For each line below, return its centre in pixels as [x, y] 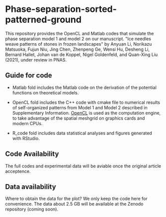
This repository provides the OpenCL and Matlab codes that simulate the [80, 33]
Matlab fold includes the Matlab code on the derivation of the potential [84, 87]
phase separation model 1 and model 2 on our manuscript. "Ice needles [78, 39]
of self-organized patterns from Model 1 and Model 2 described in [80, 107]
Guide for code [29, 75]
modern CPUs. [27, 123]
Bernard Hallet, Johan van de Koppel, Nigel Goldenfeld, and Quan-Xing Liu [82, 54]
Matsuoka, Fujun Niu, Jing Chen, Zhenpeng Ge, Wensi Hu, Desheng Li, [78, 49]
